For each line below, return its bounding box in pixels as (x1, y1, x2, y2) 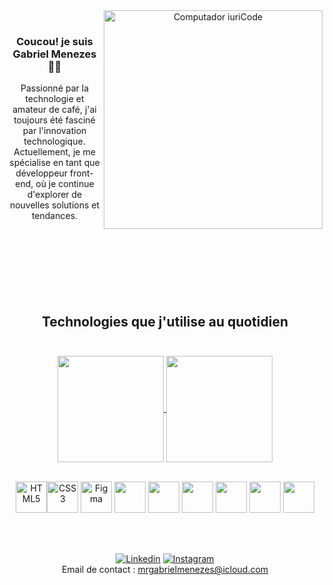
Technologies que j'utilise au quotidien (41, 313, 289, 330)
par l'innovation (22, 125, 87, 137)
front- (70, 167, 94, 179)
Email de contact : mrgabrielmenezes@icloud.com (61, 564, 269, 576)
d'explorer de (26, 189, 83, 201)
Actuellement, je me (13, 146, 96, 158)
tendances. (31, 210, 79, 222)
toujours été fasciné (13, 114, 96, 126)
